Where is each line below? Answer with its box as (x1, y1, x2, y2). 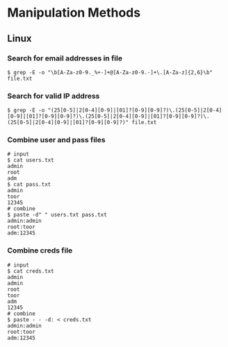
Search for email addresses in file (7, 53, 123, 63)
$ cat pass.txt (7, 181, 51, 188)
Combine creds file (7, 246, 73, 255)
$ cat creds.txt (7, 267, 54, 275)
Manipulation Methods (7, 5, 141, 21)
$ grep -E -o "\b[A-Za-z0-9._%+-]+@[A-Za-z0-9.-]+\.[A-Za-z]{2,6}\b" (7, 69, 213, 76)
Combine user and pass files (7, 135, 106, 145)
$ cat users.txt (7, 157, 54, 164)
